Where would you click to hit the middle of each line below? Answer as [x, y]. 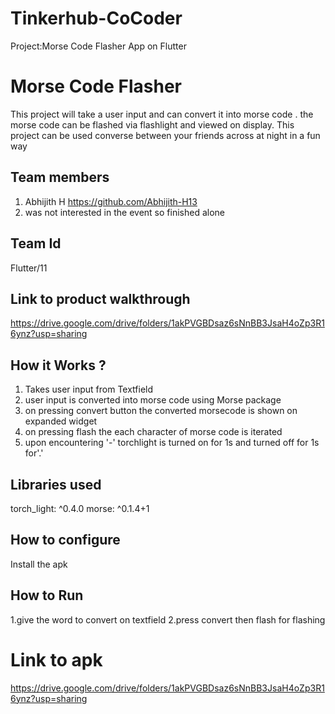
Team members [60, 177]
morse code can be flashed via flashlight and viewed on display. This [152, 124]
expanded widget [61, 421]
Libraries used [56, 484]
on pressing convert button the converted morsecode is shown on [161, 411]
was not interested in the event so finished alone [124, 212]
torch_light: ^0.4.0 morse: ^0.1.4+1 [80, 508]
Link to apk [56, 659]
